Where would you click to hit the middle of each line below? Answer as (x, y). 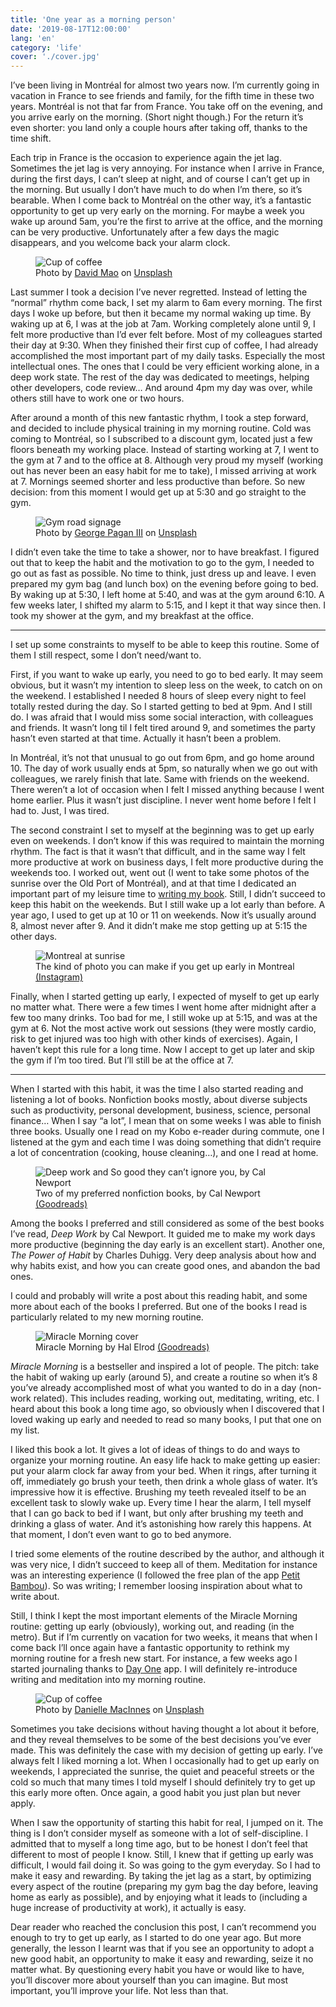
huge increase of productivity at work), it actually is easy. (128, 1908)
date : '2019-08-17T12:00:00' (71, 29)
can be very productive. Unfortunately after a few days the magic (145, 232)
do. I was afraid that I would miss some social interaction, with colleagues (162, 717)
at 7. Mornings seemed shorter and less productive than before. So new (158, 482)
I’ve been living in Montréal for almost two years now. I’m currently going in (165, 85)
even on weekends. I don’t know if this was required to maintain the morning (167, 841)
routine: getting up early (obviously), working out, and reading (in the (152, 1627)
